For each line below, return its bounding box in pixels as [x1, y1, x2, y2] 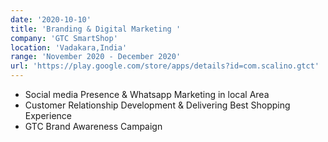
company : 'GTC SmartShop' [10, 33, 118, 43]
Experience [24, 110, 72, 121]
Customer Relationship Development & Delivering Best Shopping [24, 99, 291, 111]
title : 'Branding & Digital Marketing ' [10, 24, 182, 34]
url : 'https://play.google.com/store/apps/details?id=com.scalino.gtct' [10, 61, 320, 71]
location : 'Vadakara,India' [10, 42, 128, 53]
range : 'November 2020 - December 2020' [10, 52, 182, 62]
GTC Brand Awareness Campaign [24, 121, 163, 132]
